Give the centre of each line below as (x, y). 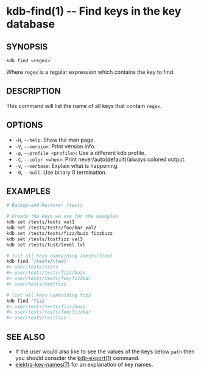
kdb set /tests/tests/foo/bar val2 (51, 228)
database (31, 24)
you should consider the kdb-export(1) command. (77, 358)
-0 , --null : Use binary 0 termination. (61, 172)
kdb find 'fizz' (27, 301)
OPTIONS (25, 125)
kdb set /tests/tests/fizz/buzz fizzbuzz (60, 233)
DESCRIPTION (33, 91)
